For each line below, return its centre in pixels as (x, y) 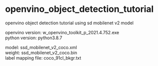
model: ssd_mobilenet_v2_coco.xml (41, 47)
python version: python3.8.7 (34, 38)
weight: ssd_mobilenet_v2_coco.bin (41, 53)
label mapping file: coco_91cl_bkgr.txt (43, 58)
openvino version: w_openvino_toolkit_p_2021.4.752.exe (62, 32)
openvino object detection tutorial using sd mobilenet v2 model (69, 23)
